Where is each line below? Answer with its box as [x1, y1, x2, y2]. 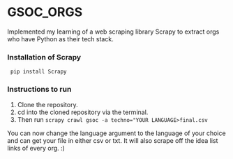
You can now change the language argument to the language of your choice [7, 129, 226, 137]
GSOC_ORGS [7, 4, 83, 20]
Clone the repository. [17, 100, 78, 109]
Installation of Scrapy [7, 52, 82, 62]
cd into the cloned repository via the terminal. [17, 108, 149, 116]
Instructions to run [7, 85, 72, 95]
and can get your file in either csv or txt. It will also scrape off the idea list [7, 136, 218, 144]
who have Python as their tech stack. [7, 34, 114, 43]
